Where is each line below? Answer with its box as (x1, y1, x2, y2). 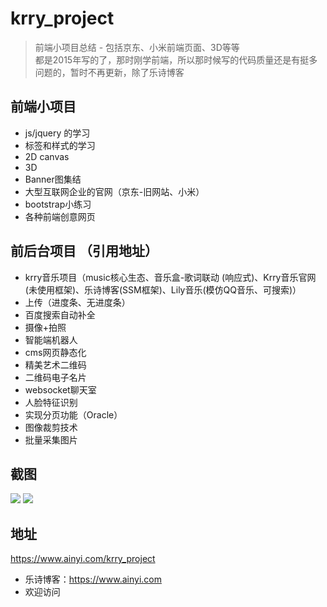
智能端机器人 (24, 333, 78, 346)
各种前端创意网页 (24, 210, 96, 222)
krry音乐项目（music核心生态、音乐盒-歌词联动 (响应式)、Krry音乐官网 (24, 271, 317, 283)
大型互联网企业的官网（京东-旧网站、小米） (24, 185, 205, 197)
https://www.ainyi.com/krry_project (10, 553, 156, 565)
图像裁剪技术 (24, 421, 78, 433)
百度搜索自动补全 (24, 308, 96, 321)
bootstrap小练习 (24, 198, 92, 210)
